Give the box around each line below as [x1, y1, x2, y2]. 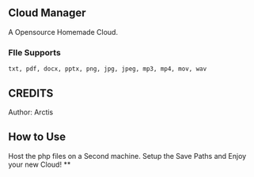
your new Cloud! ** [8, 160, 71, 169]
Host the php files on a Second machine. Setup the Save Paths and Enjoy [8, 151, 247, 160]
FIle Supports [8, 47, 61, 58]
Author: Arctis [8, 107, 54, 117]
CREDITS [8, 86, 54, 100]
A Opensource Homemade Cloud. [8, 27, 119, 36]
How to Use [8, 130, 66, 144]
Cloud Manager [8, 6, 86, 20]
